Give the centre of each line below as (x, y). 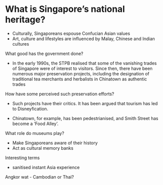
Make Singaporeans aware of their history (55, 143)
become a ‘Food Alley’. (35, 123)
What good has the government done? (44, 54)
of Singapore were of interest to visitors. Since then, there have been (82, 68)
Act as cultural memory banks (43, 148)
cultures (21, 44)
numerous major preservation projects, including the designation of (81, 73)
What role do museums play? (35, 133)
